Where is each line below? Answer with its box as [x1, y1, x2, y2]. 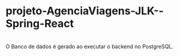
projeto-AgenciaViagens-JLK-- [5, 4, 164, 18]
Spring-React [5, 17, 74, 30]
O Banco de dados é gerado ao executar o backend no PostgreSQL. [5, 43, 174, 50]
